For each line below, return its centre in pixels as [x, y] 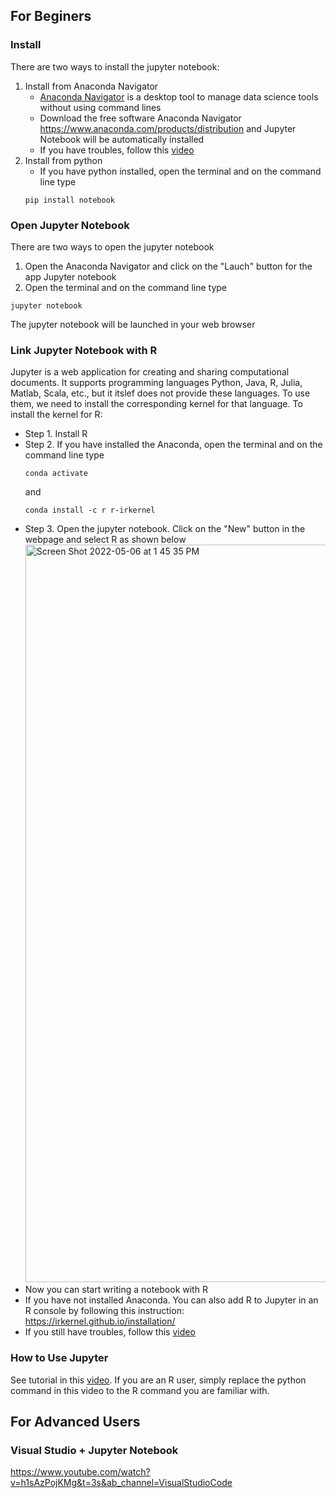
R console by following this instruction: [104, 1311]
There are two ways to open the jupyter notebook [112, 246]
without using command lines [100, 107]
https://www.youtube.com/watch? [80, 1472]
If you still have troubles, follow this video [110, 1332]
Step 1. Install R [56, 434]
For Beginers [51, 16]
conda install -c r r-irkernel [90, 510]
